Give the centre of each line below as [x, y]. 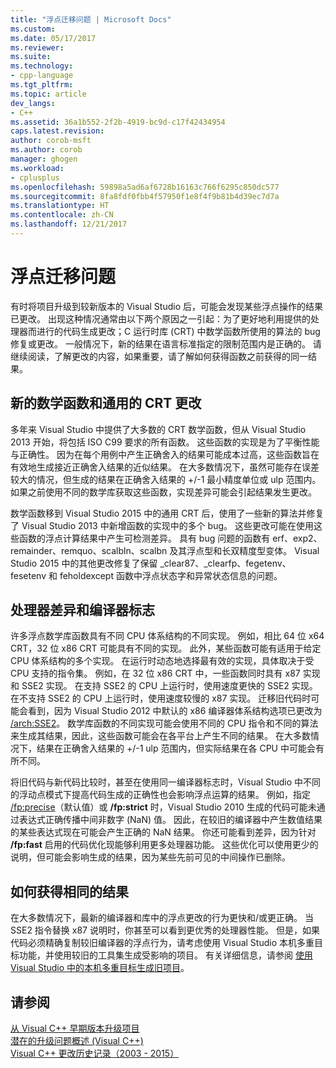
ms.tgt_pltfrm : [42, 85]
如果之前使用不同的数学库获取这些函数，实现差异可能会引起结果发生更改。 [163, 492]
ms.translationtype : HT [60, 206]
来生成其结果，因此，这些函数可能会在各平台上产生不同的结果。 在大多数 [160, 736]
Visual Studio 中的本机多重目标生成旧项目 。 [100, 968]
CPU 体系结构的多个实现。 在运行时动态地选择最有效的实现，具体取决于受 [162, 661]
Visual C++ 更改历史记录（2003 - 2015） [95, 1053]
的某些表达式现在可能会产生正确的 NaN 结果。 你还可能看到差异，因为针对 [163, 832]
